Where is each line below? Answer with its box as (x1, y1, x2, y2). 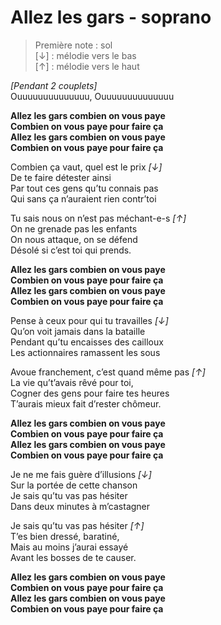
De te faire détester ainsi (10, 171, 112, 183)
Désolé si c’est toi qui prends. (10, 244, 132, 256)
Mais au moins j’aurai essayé (10, 541, 129, 553)
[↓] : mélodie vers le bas (34, 49, 137, 61)
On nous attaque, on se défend (10, 233, 138, 245)
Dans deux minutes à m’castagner (10, 500, 151, 512)
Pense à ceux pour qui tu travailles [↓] (10, 314, 169, 326)
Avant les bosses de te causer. (10, 551, 137, 563)
